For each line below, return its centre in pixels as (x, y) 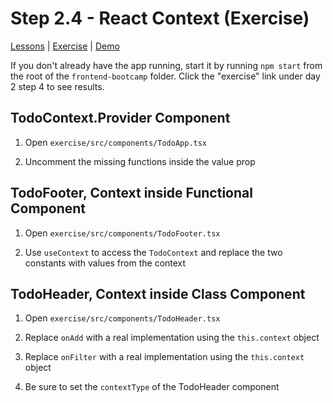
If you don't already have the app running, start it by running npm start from (166, 65)
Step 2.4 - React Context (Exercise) (160, 18)
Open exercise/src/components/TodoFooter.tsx (122, 233)
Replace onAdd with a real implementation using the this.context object (172, 338)
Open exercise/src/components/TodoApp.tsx (116, 142)
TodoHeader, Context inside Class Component (158, 293)
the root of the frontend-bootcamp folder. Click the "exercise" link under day (165, 76)
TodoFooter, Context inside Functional (131, 193)
